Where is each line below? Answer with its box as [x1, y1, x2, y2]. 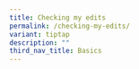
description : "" [9, 38, 70, 47]
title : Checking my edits [9, 13, 106, 22]
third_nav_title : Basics [9, 47, 102, 56]
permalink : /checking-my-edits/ [9, 22, 130, 30]
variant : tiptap [9, 30, 70, 39]
